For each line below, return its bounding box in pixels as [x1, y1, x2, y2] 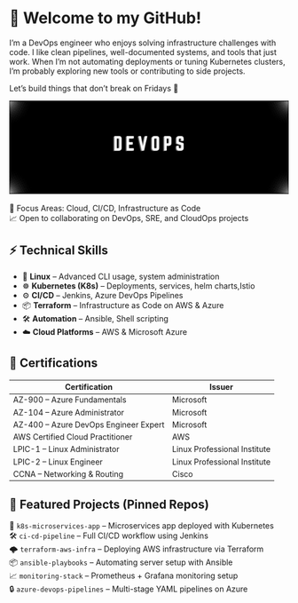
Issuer [209, 382, 233, 393]
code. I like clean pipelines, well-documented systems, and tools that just [9, 46, 278, 57]
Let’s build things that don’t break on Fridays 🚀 [9, 83, 179, 93]
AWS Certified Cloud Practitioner [12, 432, 133, 442]
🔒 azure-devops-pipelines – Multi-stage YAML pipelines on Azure [9, 583, 248, 594]
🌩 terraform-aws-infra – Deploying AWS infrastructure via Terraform [9, 543, 264, 554]
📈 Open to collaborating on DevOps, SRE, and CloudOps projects [9, 212, 249, 223]
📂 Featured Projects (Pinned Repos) [9, 496, 210, 512]
